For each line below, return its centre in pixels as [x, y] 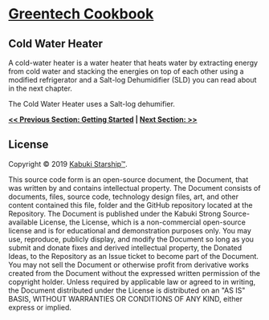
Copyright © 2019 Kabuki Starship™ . [68, 164]
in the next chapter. [40, 88]
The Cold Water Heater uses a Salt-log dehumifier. [92, 104]
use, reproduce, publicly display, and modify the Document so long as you [131, 239]
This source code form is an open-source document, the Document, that [128, 179]
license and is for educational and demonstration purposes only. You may [130, 230]
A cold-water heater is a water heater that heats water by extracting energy [133, 63]
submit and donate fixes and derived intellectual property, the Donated [125, 247]
